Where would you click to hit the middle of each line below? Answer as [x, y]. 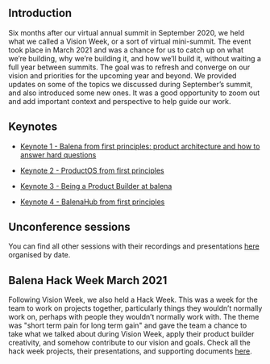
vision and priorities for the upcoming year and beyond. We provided [123, 75]
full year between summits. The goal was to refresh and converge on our [129, 67]
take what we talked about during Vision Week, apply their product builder [131, 334]
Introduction [40, 13]
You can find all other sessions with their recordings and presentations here [134, 246]
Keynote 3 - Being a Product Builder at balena [96, 186]
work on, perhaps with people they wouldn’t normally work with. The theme [134, 317]
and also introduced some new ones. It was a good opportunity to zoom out [134, 93]
